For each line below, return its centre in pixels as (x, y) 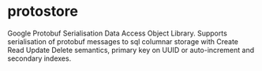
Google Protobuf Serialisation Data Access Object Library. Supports (118, 33)
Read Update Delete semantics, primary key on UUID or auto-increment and (131, 50)
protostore (43, 11)
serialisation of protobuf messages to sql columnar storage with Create (123, 41)
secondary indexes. (39, 58)
